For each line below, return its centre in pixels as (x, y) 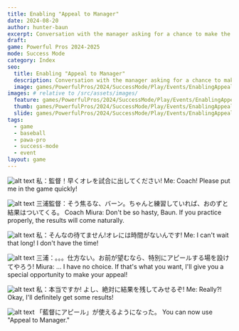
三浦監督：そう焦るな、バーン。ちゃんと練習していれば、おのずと (132, 203)
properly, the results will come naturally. (66, 220)
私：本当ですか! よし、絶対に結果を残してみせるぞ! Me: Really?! (129, 289)
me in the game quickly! (43, 189)
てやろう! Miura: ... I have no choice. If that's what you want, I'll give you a (116, 266)
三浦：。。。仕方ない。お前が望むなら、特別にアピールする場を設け (133, 258)
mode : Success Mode (36, 54)
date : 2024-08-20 (33, 21)
